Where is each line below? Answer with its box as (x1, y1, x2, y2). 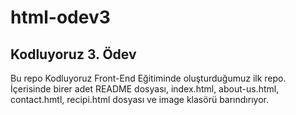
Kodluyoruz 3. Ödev (10, 46, 137, 63)
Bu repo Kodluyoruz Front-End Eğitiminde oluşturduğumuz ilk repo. (10, 72, 287, 84)
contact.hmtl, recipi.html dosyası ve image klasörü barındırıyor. (10, 94, 269, 105)
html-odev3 (10, 6, 111, 29)
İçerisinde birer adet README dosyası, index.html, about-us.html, (10, 83, 280, 95)
